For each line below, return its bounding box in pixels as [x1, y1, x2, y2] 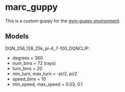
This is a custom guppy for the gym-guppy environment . [5, 18, 121, 24]
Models [5, 32, 29, 41]
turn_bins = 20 [12, 65, 43, 71]
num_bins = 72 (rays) [12, 60, 56, 66]
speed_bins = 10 [12, 76, 46, 82]
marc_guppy [5, 1, 58, 13]
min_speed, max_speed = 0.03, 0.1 [12, 81, 83, 87]
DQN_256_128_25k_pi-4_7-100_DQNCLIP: [5, 45, 90, 51]
